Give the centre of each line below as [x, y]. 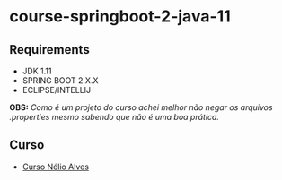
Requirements [49, 50]
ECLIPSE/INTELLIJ [57, 90]
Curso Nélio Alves [56, 167]
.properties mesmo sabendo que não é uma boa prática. [115, 117]
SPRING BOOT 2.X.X [60, 81]
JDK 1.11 [37, 71]
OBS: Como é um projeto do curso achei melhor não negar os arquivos [141, 107]
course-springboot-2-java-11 [120, 17]
